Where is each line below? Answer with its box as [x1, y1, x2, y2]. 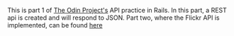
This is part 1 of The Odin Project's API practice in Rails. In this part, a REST [7, 6, 227, 14]
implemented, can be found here [7, 21, 103, 29]
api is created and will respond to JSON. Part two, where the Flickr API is [7, 13, 220, 22]
